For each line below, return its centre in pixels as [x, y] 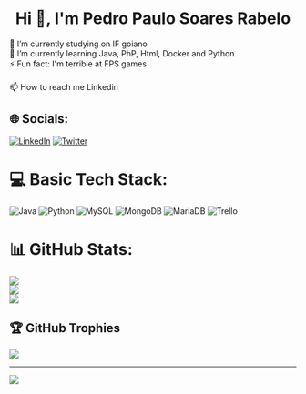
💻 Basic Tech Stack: [89, 179]
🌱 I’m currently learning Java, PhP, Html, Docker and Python [122, 53]
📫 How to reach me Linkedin [64, 86]
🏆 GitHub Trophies [65, 328]
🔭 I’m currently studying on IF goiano [78, 44]
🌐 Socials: [39, 119]
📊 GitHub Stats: [71, 249]
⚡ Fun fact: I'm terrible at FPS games [78, 64]
